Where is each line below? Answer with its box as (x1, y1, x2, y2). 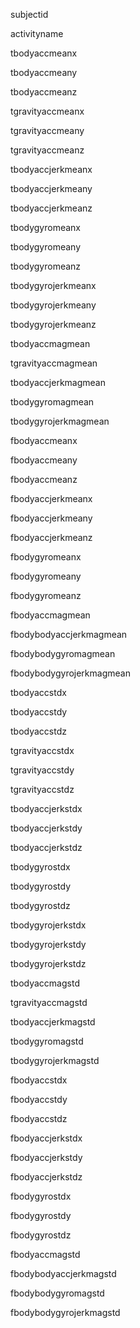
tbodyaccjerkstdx (10, 803, 83, 814)
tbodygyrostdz (10, 900, 71, 911)
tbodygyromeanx (10, 222, 82, 233)
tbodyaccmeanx (10, 47, 78, 59)
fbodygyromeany (10, 570, 82, 582)
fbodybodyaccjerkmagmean (10, 629, 128, 640)
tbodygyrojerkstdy (10, 939, 87, 950)
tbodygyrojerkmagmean (10, 415, 110, 427)
